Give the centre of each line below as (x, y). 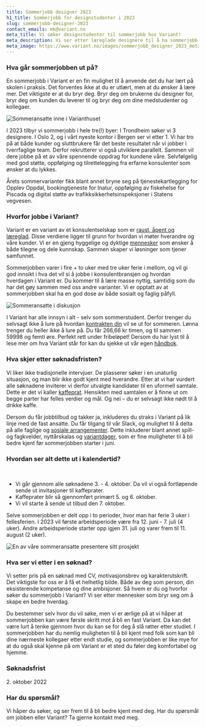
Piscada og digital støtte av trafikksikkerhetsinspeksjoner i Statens (90, 194)
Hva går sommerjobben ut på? (52, 67)
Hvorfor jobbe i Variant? (43, 216)
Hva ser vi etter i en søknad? (49, 562)
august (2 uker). (27, 535)
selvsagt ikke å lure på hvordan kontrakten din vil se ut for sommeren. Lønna (102, 324)
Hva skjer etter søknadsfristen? (54, 360)
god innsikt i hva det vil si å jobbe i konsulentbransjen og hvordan (88, 274)
